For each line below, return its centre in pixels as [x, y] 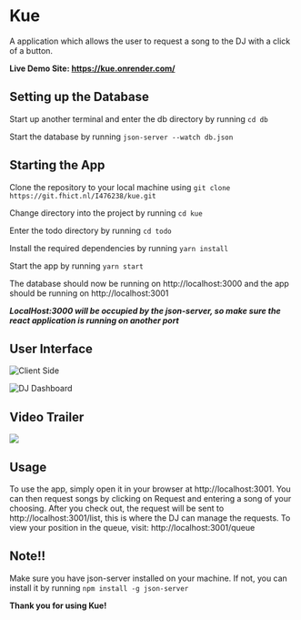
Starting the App [57, 165]
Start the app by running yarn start [76, 266]
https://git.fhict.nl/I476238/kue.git [83, 196]
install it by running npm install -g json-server [99, 587]
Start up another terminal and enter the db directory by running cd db [139, 118]
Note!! [28, 556]
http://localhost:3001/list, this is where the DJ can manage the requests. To [150, 518]
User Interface [51, 348]
